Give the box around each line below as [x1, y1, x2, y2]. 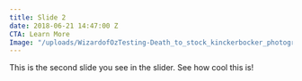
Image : [9, 37, 34, 47]
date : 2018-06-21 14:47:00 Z [9, 21, 119, 30]
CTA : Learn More [9, 29, 70, 38]
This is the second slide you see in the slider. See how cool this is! [9, 62, 254, 73]
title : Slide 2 [9, 12, 67, 22]
